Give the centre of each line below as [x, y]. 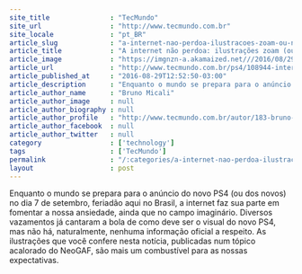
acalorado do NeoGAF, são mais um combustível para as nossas [129, 251]
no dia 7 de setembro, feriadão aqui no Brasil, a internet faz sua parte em [145, 203]
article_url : [62, 68]
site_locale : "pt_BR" [78, 34]
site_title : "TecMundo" [84, 18]
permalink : [62, 159]
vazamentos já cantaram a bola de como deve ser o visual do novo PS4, [143, 222]
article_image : [62, 59]
